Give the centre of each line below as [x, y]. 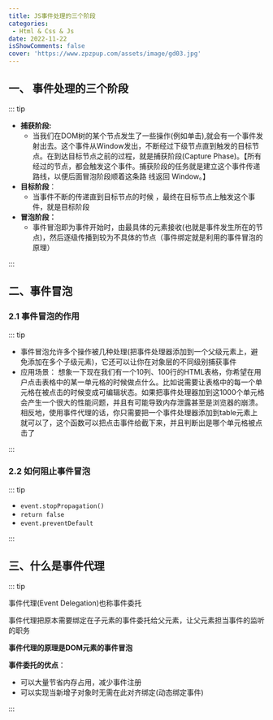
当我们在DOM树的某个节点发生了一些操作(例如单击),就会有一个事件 [144, 136]
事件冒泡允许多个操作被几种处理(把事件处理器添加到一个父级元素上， [135, 351]
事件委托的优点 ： [37, 665]
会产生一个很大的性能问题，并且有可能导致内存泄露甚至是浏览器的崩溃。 [141, 402]
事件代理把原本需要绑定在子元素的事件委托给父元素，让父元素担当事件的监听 [136, 620]
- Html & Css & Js [43, 31]
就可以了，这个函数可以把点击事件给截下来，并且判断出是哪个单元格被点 [141, 423]
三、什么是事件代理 [56, 566]
